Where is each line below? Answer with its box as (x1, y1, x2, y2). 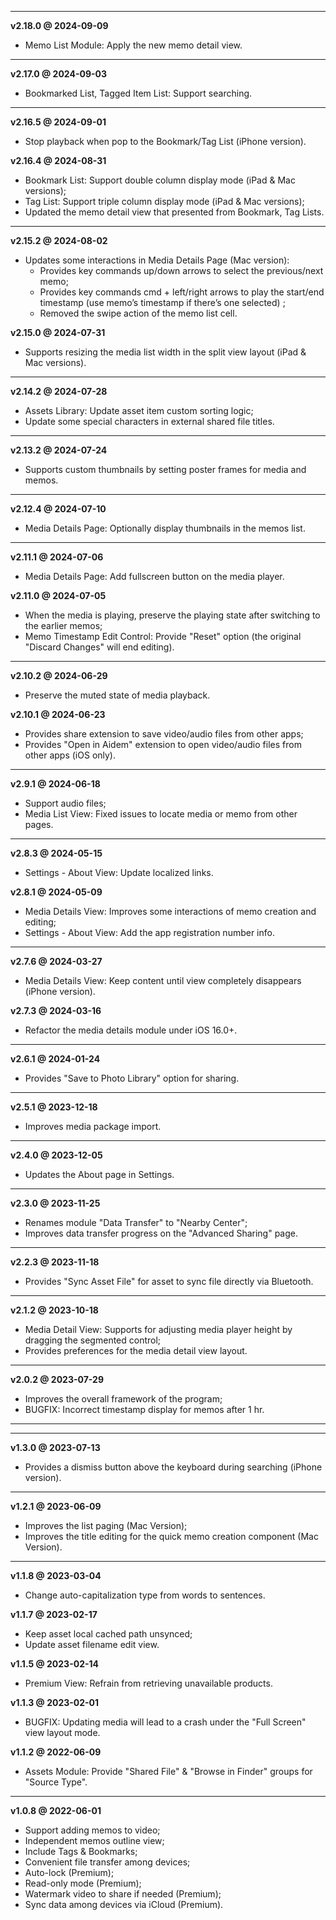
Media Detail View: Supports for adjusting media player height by (24, 1324, 293, 1335)
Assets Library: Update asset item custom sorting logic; (24, 405, 254, 416)
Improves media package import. (24, 1121, 162, 1132)
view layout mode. (24, 1727, 101, 1738)
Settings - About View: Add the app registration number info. (24, 927, 275, 938)
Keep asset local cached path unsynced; (24, 1628, 193, 1640)
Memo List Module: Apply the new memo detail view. (24, 39, 243, 51)
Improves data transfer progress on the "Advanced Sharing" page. (24, 1227, 299, 1239)
